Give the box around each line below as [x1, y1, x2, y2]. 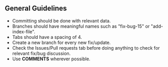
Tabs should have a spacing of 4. [12, 34, 82, 40]
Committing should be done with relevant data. [12, 17, 111, 24]
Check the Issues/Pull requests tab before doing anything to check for [12, 44, 160, 51]
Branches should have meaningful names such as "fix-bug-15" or [12, 23, 150, 29]
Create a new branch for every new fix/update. [12, 39, 111, 46]
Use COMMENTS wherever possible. [12, 56, 90, 62]
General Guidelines [5, 4, 67, 13]
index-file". [12, 28, 35, 35]
